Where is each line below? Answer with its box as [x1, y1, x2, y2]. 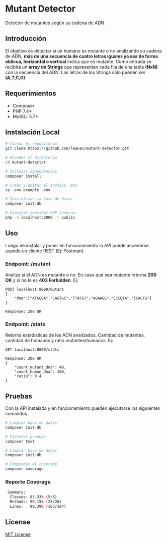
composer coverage [5, 466, 44, 472]
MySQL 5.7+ [12, 113, 39, 119]
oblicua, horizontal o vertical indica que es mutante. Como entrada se [5, 59, 152, 65]
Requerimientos [5, 89, 56, 98]
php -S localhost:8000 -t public [5, 215, 75, 220]
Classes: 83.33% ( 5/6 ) [10, 495, 57, 500]
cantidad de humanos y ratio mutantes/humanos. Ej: [5, 338, 113, 344]
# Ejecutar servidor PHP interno [5, 210, 75, 215]
